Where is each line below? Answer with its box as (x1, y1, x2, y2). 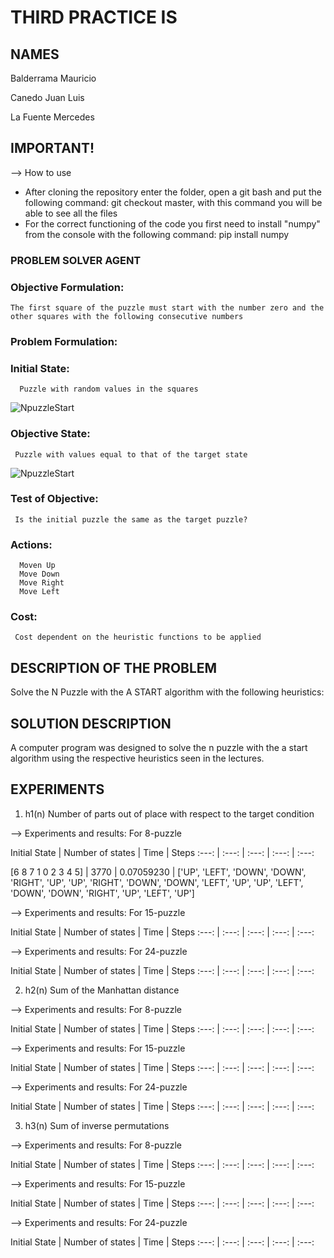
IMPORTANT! (10, 140, 95, 157)
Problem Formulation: (10, 334, 118, 348)
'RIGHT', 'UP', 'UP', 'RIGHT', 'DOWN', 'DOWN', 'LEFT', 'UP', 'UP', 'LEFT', (10, 876, 304, 888)
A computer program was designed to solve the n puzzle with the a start (10, 742, 308, 754)
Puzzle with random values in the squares (19, 384, 199, 395)
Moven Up (19, 561, 56, 571)
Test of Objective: (10, 492, 99, 506)
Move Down (19, 569, 60, 580)
